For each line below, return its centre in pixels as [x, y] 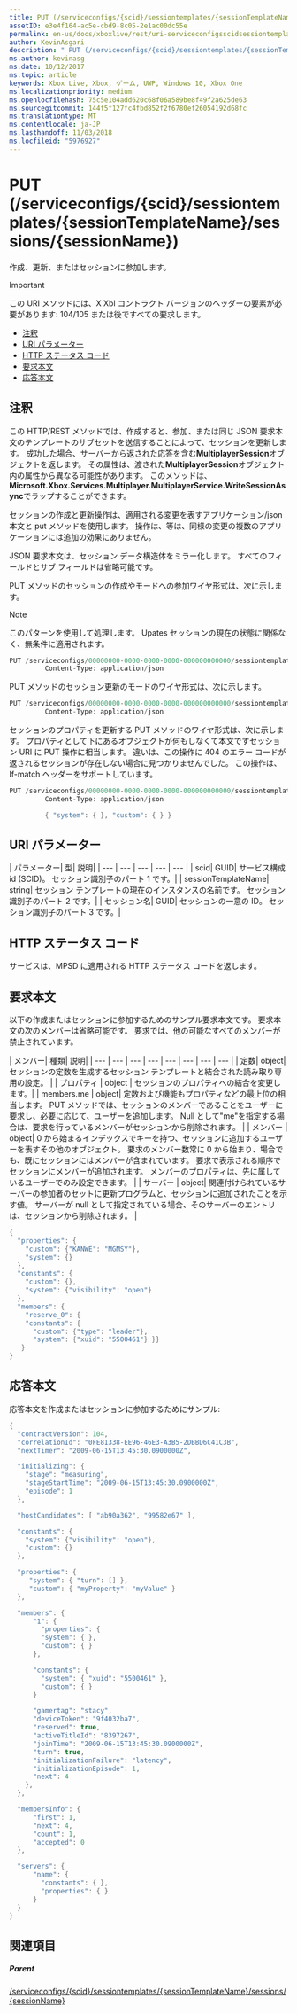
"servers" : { [41, 1867]
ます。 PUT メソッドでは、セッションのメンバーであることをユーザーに [154, 1105]
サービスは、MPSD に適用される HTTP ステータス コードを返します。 [136, 966]
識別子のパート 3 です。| [76, 912]
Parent [22, 1969]
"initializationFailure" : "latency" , [102, 1760]
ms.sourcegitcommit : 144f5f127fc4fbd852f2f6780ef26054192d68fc [128, 108]
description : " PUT [45, 51]
